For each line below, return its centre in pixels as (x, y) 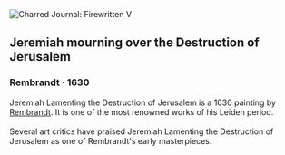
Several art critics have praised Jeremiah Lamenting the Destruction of (142, 131)
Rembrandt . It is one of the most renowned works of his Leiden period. (142, 111)
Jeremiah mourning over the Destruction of (135, 43)
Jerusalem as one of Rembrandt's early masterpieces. (111, 140)
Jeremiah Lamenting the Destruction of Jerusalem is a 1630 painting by (143, 102)
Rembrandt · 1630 (49, 82)
